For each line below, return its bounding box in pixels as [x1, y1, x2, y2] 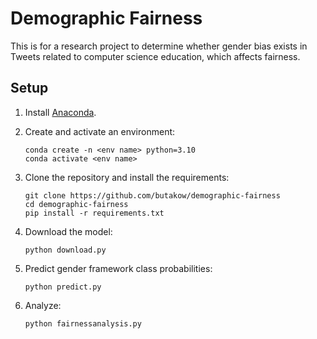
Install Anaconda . [24, 106, 97, 118]
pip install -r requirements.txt [24, 208, 165, 218]
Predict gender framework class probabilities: [24, 262, 213, 274]
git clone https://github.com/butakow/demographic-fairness [24, 190, 281, 201]
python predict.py [24, 282, 102, 292]
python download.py [24, 245, 107, 255]
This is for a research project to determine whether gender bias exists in [10, 40, 308, 52]
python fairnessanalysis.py [24, 318, 142, 329]
